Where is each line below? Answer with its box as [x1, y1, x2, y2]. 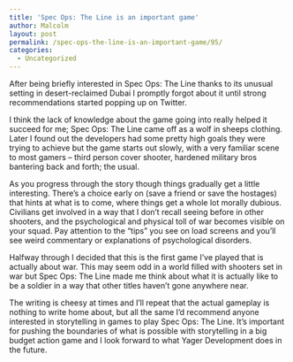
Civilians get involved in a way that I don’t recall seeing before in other [9, 207, 265, 217]
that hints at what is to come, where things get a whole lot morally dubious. [9, 197, 282, 208]
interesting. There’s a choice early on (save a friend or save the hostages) [9, 188, 278, 198]
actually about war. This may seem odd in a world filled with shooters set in [9, 262, 283, 272]
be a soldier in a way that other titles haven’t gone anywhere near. [9, 281, 249, 290]
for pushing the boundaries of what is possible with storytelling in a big [9, 326, 267, 336]
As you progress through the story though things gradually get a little [9, 179, 260, 189]
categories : [9, 46, 53, 55]
